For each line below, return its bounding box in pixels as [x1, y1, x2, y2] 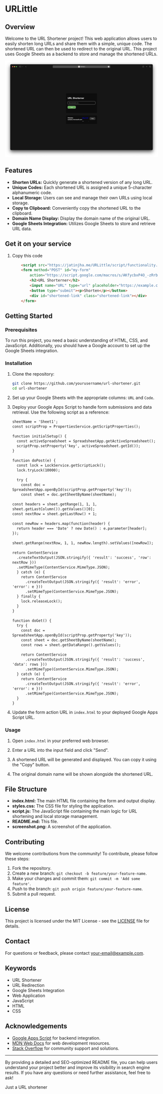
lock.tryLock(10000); [16, 468, 61, 473]
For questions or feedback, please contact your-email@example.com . [5, 950, 145, 956]
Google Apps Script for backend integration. [12, 1035, 101, 1041]
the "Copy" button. [12, 762, 50, 767]
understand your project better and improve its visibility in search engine [5, 1064, 150, 1070]
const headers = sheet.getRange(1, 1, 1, [12, 502, 97, 507]
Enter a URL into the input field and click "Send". [12, 747, 109, 753]
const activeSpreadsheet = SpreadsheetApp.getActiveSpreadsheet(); [16, 439, 156, 444]
